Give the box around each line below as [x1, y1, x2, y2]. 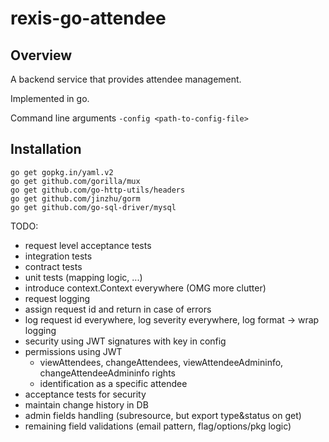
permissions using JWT [24, 345, 123, 357]
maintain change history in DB [24, 398, 149, 411]
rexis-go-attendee [10, 7, 167, 30]
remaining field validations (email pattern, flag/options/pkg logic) [24, 420, 292, 432]
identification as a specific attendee [39, 377, 188, 389]
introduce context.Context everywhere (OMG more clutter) [24, 282, 267, 294]
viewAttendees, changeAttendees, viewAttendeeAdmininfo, [39, 356, 284, 368]
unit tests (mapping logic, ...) [24, 271, 143, 283]
